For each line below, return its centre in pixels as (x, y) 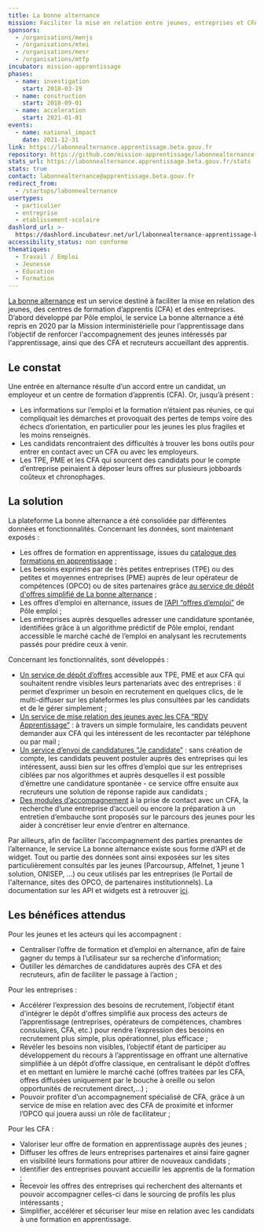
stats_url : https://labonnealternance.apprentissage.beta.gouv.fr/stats (130, 162)
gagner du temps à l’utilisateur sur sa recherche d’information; (120, 958)
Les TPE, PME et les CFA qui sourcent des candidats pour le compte (130, 460)
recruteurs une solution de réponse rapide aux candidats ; (114, 792)
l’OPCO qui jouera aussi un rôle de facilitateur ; (95, 1113)
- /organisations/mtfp (52, 60)
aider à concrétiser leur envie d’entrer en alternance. (104, 825)
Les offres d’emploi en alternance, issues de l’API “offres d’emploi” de (132, 602)
